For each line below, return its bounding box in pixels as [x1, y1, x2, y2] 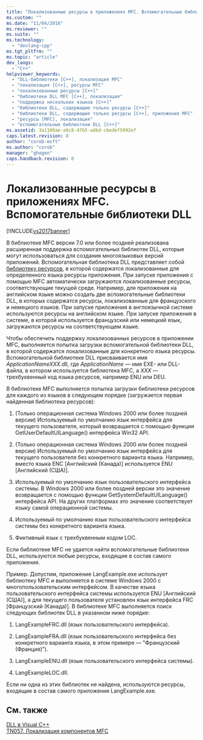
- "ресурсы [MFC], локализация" [11, 116, 94, 122]
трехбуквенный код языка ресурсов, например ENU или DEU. [6, 374, 166, 381]
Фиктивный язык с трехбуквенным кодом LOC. [14, 534, 137, 542]
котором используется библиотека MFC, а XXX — [29, 367, 158, 374]
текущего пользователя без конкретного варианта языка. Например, [14, 454, 195, 461]
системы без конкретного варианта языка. [14, 522, 126, 530]
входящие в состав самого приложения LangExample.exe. [6, 687, 156, 695]
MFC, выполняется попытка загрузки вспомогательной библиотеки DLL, [6, 341, 194, 349]
